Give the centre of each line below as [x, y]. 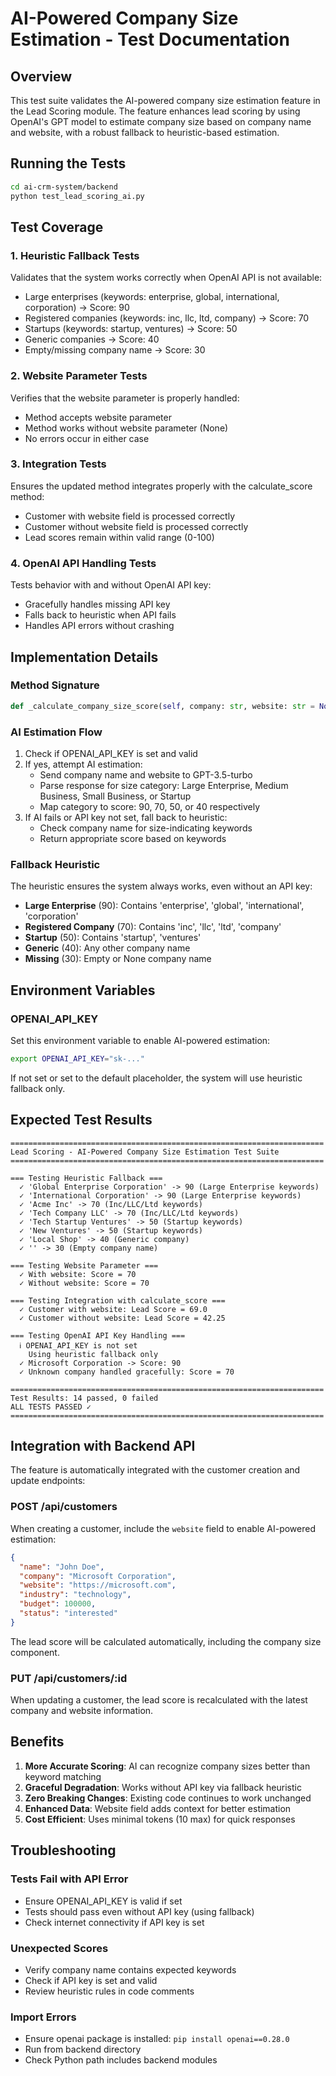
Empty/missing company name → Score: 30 [115, 350]
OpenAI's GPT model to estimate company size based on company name [161, 121]
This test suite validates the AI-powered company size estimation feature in [165, 100]
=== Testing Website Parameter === [84, 1265]
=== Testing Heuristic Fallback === [86, 1178]
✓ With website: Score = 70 [78, 1274]
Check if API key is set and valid [91, 1980]
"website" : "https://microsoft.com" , [98, 1585]
